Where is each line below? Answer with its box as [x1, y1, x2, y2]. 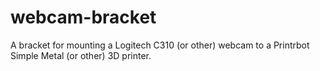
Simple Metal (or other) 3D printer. [10, 49, 152, 61]
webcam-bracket [10, 6, 157, 29]
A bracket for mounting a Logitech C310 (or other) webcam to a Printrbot [10, 39, 310, 51]
